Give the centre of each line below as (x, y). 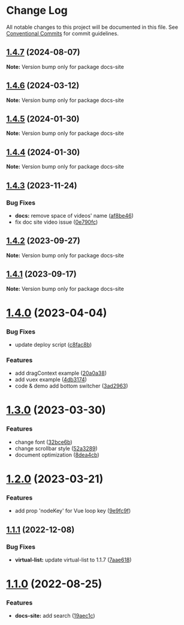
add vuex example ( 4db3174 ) (51, 380)
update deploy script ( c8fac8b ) (53, 344)
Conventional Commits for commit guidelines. (62, 33)
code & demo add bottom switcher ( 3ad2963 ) (71, 386)
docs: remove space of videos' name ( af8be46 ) (74, 215)
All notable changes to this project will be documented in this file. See (92, 27)
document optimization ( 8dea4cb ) (57, 455)
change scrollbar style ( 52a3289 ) (56, 448)
